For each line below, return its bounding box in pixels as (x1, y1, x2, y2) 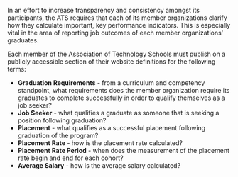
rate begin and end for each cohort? (17, 154, 124, 162)
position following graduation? (17, 116, 107, 125)
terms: (7, 65, 26, 73)
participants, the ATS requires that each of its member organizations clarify (7, 13, 227, 22)
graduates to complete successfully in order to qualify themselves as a (17, 93, 225, 102)
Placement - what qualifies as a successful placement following (17, 124, 206, 132)
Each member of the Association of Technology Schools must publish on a (7, 50, 226, 58)
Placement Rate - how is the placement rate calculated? (17, 139, 183, 147)
